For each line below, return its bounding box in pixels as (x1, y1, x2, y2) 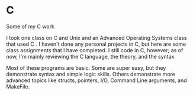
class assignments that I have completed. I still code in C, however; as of (6, 46, 184, 53)
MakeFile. (6, 83, 30, 90)
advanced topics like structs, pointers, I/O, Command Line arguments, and (6, 77, 187, 84)
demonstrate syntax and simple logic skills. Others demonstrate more (6, 70, 176, 77)
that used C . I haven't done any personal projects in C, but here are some (6, 40, 186, 48)
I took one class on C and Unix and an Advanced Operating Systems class (6, 34, 187, 41)
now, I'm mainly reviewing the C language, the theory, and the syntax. (6, 53, 176, 60)
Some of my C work (6, 23, 55, 30)
